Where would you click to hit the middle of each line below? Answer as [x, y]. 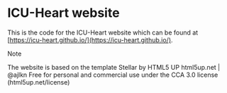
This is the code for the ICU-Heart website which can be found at [103, 32]
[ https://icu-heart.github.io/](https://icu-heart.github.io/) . [90, 39]
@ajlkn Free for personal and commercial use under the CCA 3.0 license [113, 75]
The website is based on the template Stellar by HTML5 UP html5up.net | [114, 67]
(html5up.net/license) [39, 82]
